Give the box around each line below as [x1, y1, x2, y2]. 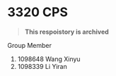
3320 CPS [7, 4, 69, 20]
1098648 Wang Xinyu [17, 54, 81, 63]
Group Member [7, 41, 52, 49]
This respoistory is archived [24, 27, 110, 36]
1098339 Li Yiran [17, 62, 67, 70]
